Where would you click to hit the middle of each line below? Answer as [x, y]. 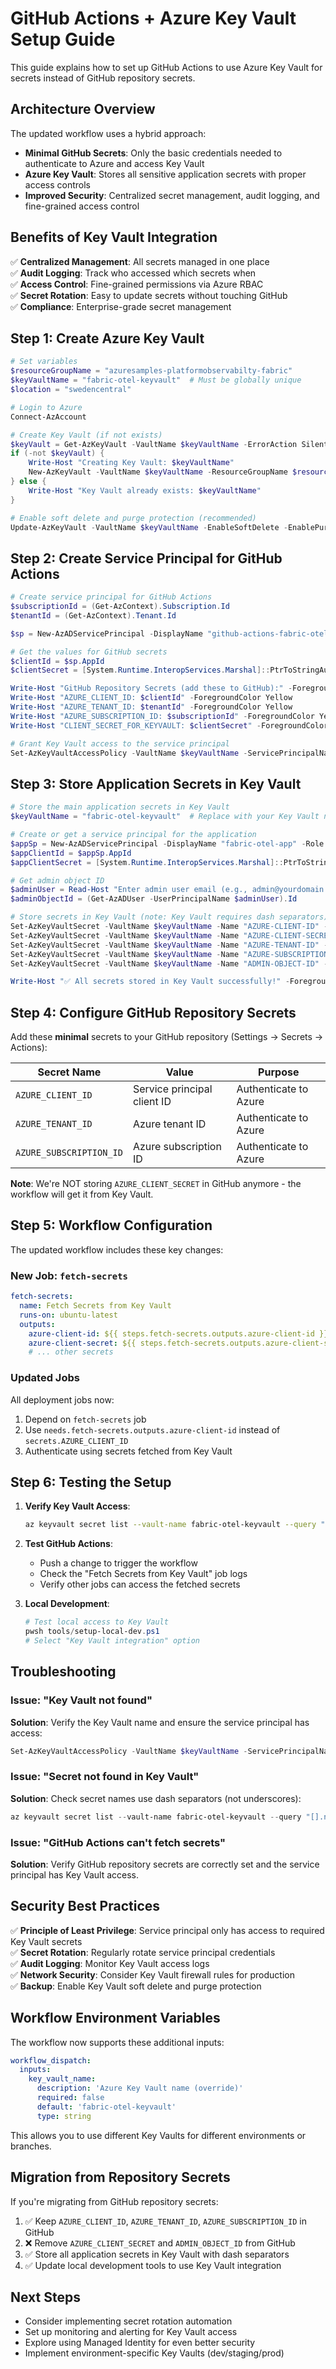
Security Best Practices [85, 1906]
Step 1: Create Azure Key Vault [107, 338]
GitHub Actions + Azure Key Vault [153, 18]
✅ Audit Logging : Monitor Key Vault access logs [110, 1963]
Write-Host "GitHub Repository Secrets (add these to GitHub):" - [151, 688]
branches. [31, 2146]
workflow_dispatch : [51, 2060]
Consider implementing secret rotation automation [128, 2321]
